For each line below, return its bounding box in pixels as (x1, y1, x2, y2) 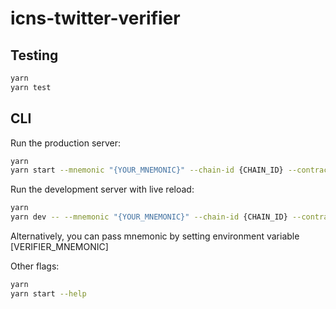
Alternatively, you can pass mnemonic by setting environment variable (10, 230, 300, 242)
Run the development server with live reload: (10, 183, 195, 196)
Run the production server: (10, 137, 121, 149)
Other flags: (10, 260, 60, 272)
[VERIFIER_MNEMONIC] (10, 241, 109, 253)
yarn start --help (10, 288, 87, 299)
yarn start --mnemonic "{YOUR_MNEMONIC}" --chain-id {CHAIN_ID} (10, 165, 284, 176)
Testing (10, 47, 59, 64)
